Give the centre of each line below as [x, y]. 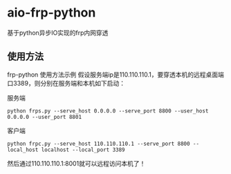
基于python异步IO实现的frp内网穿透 [58, 32]
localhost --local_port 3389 [83, 150]
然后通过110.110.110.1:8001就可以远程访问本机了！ [76, 163]
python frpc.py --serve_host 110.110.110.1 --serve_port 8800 [99, 144]
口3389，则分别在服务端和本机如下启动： [66, 83]
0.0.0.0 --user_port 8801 [44, 117]
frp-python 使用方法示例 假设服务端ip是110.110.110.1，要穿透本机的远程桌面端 [116, 75]
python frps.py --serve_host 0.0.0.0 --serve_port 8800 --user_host [108, 111]
